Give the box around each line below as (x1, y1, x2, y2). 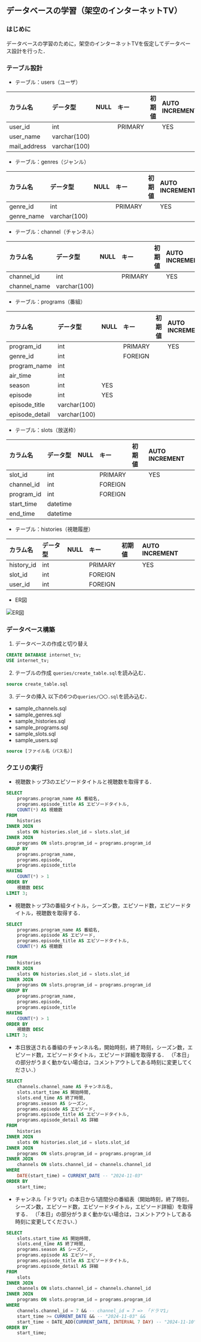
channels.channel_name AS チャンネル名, (17, 1084, 114, 1090)
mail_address (9, 142, 47, 150)
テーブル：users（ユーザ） (14, 78, 81, 86)
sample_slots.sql (14, 730, 56, 737)
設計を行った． (11, 47, 48, 54)
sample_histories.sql (14, 717, 66, 724)
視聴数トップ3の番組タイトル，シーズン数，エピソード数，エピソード (14, 901, 186, 909)
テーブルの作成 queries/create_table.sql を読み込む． (14, 669, 149, 676)
